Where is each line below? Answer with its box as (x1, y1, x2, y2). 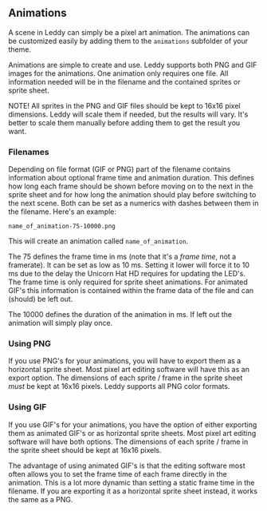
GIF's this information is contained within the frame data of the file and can (8, 286, 254, 295)
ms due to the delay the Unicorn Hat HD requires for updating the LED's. (8, 269, 245, 279)
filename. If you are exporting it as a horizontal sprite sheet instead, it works (8, 486, 257, 496)
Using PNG (8, 339, 52, 350)
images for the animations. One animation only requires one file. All (8, 68, 229, 78)
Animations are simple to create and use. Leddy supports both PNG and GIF (8, 60, 257, 69)
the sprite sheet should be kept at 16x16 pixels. (8, 445, 162, 454)
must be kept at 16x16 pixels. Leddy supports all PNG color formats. (8, 382, 230, 391)
